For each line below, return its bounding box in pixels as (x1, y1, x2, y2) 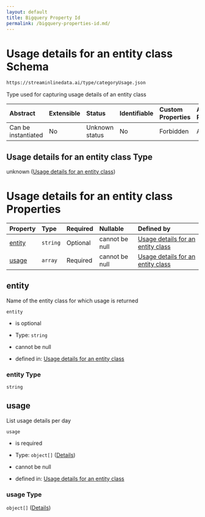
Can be (9, 123, 31, 132)
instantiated (9, 131, 43, 139)
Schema (6, 59, 49, 73)
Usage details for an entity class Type (6, 152, 153, 162)
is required (15, 439, 43, 447)
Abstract (9, 109, 35, 118)
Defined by (137, 224, 171, 233)
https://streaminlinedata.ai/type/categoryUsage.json (6, 80, 146, 86)
